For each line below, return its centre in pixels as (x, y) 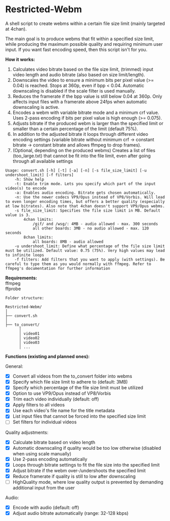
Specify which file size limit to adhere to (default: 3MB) (70, 382)
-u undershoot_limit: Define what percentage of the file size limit (90, 246)
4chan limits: (38, 219)
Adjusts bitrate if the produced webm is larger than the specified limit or (88, 123)
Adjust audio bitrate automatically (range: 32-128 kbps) (70, 513)
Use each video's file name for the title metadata (64, 411)
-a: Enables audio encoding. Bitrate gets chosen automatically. (85, 193)
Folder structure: (25, 298)
